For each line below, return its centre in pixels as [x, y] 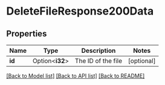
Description [99, 51]
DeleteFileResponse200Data [80, 11]
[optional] [142, 61]
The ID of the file [99, 61]
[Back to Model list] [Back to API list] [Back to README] [76, 76]
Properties [27, 34]
